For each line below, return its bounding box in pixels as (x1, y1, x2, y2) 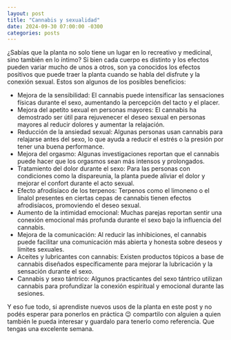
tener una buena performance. (17, 142, 105, 151)
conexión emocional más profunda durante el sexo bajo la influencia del (17, 216, 222, 225)
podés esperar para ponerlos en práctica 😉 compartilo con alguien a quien (7, 310, 221, 319)
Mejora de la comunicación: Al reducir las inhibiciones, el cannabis (17, 231, 207, 239)
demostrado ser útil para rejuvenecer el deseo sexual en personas (17, 113, 205, 122)
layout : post (7, 10, 45, 17)
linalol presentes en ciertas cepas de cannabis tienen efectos (17, 194, 192, 202)
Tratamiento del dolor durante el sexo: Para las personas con (17, 164, 191, 173)
